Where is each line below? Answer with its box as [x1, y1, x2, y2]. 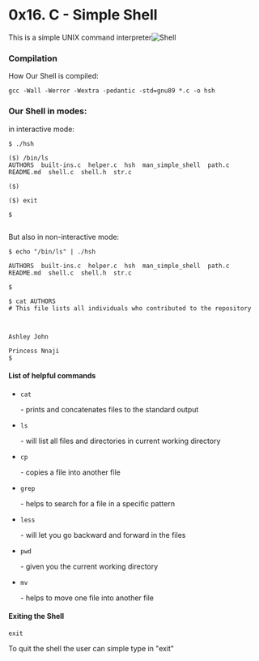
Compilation [8, 53, 58, 64]
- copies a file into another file [19, 467, 121, 477]
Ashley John [8, 332, 49, 341]
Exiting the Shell [8, 612, 65, 621]
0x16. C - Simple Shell [8, 6, 158, 24]
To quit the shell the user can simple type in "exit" [8, 643, 175, 653]
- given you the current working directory [19, 561, 159, 571]
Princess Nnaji [8, 347, 60, 355]
